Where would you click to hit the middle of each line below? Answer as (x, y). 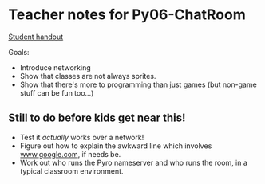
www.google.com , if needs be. (70, 154)
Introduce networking (55, 67)
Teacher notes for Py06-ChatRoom (127, 15)
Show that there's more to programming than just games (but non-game (138, 84)
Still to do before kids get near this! (97, 118)
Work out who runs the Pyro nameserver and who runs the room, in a (133, 162)
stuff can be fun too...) (57, 92)
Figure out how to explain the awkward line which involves (116, 146)
